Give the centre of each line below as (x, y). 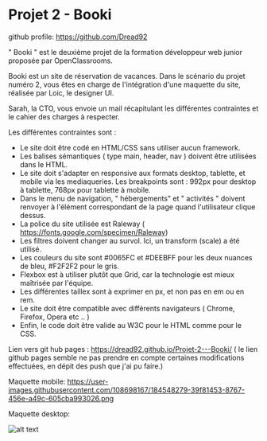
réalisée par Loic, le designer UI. (61, 92)
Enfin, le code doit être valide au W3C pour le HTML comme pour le (131, 325)
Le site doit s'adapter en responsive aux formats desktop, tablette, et (132, 173)
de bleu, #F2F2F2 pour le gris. (69, 266)
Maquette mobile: (37, 381)
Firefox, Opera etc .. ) (54, 317)
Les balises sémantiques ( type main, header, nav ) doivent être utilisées (138, 156)
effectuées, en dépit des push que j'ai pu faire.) (86, 366)
